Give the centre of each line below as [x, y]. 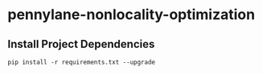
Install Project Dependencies [81, 44]
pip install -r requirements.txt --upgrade [82, 62]
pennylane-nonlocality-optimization [131, 15]
